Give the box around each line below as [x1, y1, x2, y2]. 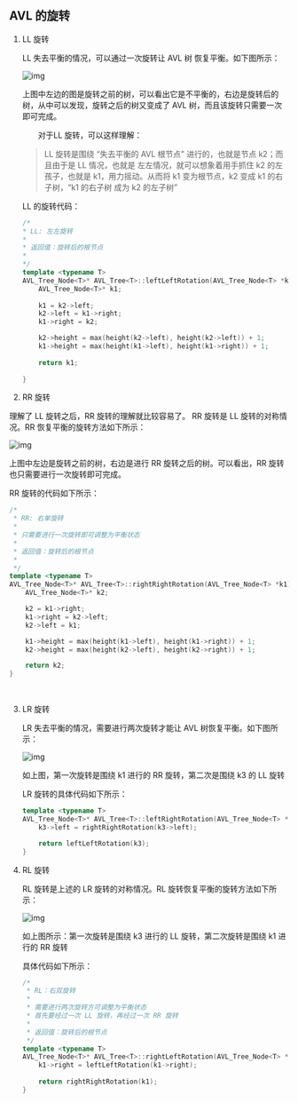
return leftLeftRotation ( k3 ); [38, 838, 150, 848]
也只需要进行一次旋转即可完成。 [9, 469, 126, 480]
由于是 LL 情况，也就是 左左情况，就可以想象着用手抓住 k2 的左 [51, 159, 284, 171]
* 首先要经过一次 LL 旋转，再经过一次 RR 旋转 [26, 1012, 179, 1020]
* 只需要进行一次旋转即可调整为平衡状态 [12, 531, 140, 540]
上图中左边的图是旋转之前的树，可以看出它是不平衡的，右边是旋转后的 [21, 88, 279, 99]
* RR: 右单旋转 [12, 514, 64, 523]
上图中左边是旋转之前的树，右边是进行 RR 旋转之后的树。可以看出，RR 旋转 [9, 458, 285, 469]
